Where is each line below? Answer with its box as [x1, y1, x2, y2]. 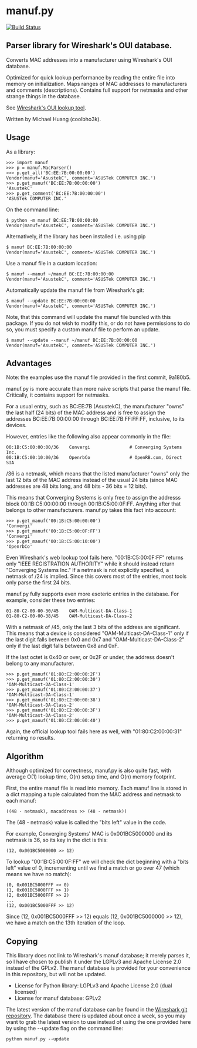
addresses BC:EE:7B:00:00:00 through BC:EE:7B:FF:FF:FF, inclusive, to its [6, 415, 185, 422]
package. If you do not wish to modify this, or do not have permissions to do [6, 320, 191, 327]
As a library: [6, 148, 35, 155]
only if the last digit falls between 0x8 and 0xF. [6, 643, 119, 650]
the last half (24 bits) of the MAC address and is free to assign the [6, 409, 165, 416]
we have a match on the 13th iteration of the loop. [6, 919, 126, 926]
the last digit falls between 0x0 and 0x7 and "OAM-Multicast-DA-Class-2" [6, 636, 185, 643]
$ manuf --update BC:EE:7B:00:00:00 [6, 298, 96, 304]
